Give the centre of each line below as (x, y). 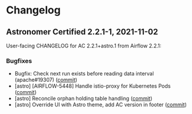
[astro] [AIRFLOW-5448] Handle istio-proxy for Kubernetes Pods (92, 86)
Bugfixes (19, 61)
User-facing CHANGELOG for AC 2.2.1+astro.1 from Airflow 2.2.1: (84, 46)
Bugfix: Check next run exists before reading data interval (84, 74)
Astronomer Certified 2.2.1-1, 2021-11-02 (82, 32)
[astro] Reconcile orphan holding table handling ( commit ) (83, 99)
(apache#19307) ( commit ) (46, 80)
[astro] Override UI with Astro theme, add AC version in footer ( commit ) (101, 105)
